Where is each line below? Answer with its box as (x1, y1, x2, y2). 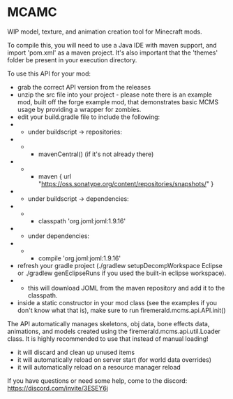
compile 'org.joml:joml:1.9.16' (38, 253, 121, 262)
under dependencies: (27, 232, 89, 240)
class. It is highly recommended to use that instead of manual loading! (7, 334, 209, 343)
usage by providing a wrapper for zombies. (17, 105, 142, 113)
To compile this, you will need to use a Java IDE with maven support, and (7, 41, 218, 49)
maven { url (38, 172, 72, 181)
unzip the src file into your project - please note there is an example (17, 90, 213, 99)
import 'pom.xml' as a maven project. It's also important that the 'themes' (7, 48, 218, 57)
